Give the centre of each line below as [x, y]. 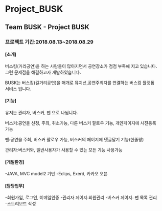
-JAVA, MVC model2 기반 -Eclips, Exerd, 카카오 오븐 [56, 174]
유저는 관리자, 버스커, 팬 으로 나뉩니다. [42, 112]
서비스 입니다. [18, 88]
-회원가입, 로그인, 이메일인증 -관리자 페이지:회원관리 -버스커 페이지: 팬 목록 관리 [81, 198]
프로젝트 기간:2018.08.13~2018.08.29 [49, 42]
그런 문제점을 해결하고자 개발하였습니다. [43, 72]
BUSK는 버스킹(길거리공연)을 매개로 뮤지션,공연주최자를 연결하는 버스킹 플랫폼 [80, 83]
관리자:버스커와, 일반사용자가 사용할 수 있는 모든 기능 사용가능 [64, 149]
